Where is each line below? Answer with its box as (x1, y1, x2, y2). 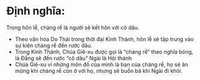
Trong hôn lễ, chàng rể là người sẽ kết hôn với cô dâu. (6, 24, 139, 31)
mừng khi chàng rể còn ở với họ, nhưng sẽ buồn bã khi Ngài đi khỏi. (14, 67, 183, 74)
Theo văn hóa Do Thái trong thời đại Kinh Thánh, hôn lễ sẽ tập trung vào (14, 35, 194, 42)
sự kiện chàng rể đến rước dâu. (14, 42, 92, 49)
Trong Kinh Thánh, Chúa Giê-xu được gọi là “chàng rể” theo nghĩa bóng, (14, 48, 193, 55)
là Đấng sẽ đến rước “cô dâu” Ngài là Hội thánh (14, 54, 132, 61)
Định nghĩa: (6, 4, 65, 18)
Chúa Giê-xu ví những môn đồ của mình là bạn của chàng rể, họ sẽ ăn (14, 61, 188, 68)
